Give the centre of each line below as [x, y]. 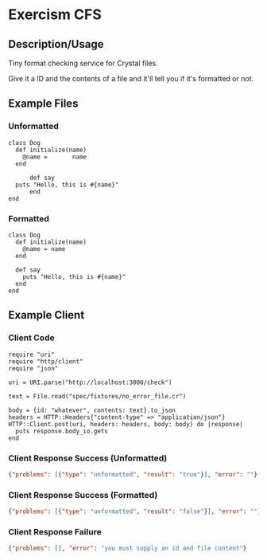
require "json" [33, 368]
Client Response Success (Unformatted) [88, 458]
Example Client [46, 315]
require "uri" [32, 354]
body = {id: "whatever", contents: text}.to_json [92, 410]
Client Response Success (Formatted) [83, 495]
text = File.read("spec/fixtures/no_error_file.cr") [97, 396]
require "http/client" [46, 361]
